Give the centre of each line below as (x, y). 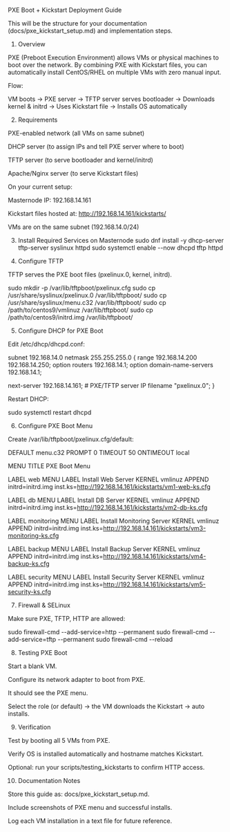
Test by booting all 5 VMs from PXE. (59, 740)
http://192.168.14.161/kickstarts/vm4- (155, 556)
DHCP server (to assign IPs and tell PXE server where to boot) (96, 147)
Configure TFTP (41, 261)
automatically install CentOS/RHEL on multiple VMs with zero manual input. (115, 72)
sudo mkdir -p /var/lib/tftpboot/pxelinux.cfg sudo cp (82, 288)
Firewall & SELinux (44, 605)
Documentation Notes (49, 780)
